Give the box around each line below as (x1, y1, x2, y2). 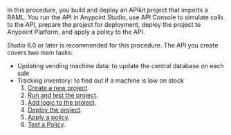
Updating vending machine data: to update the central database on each (17, 62, 224, 70)
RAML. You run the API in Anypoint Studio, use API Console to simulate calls (7, 13, 224, 21)
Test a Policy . (27, 121, 66, 128)
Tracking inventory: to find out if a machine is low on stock (17, 76, 185, 85)
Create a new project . (27, 84, 90, 92)
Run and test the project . (27, 91, 98, 99)
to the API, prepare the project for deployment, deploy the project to (7, 21, 201, 28)
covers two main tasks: (7, 48, 73, 56)
